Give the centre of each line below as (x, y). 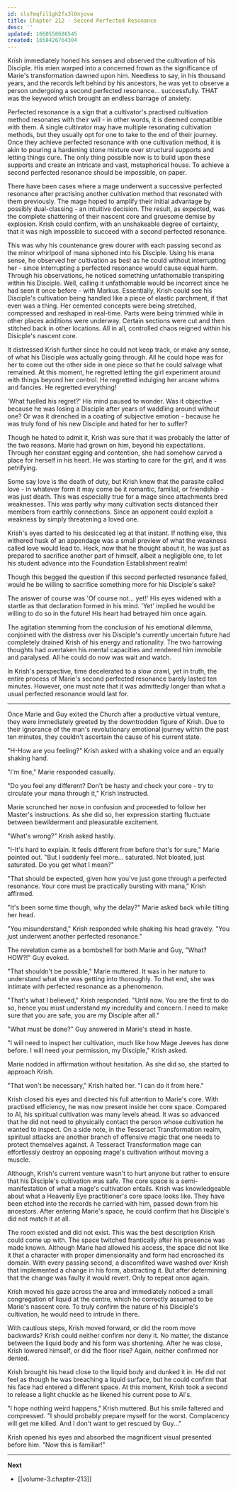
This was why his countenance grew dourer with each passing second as (114, 245)
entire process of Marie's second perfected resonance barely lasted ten (112, 679)
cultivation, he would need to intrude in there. (74, 1314)
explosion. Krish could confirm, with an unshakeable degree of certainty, (113, 224)
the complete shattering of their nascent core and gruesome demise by (111, 217)
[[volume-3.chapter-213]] (55, 1479)
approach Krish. (31, 1072)
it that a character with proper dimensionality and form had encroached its (116, 1256)
